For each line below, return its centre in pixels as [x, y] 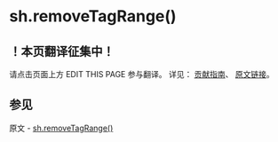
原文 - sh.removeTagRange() [61, 128]
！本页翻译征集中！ [62, 51]
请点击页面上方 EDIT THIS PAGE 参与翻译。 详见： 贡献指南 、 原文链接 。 [142, 74]
